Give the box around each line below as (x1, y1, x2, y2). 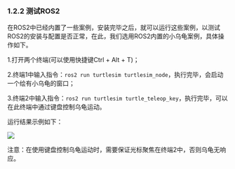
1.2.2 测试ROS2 (7, 6, 60, 15)
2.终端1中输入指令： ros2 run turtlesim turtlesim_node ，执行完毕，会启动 (7, 71, 224, 79)
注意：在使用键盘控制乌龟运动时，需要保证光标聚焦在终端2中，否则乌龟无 (7, 145, 220, 154)
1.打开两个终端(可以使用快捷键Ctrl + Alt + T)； (7, 56, 140, 64)
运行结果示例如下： (7, 117, 63, 126)
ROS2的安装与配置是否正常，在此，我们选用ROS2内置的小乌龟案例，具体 (7, 32, 219, 41)
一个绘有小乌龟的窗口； (7, 79, 75, 88)
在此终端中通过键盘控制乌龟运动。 (7, 103, 106, 111)
